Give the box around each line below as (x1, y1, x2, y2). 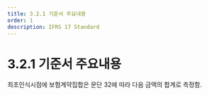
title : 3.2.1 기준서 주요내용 (7, 10, 86, 18)
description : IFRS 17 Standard (7, 23, 100, 30)
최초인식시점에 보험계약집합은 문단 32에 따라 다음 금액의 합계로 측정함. (7, 80, 203, 89)
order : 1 (7, 17, 33, 24)
